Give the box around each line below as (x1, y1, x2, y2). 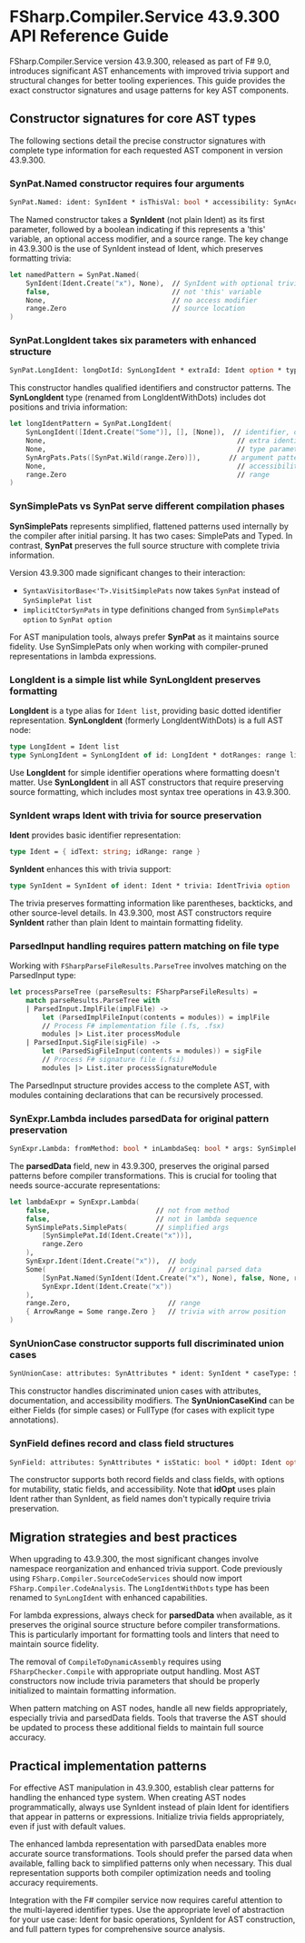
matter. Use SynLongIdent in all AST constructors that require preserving (9, 777, 284, 788)
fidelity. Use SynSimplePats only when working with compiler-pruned (9, 640, 269, 651)
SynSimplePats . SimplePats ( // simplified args (25, 1223, 230, 1232)
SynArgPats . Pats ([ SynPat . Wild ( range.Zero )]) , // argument (25, 452, 274, 462)
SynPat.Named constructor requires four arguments (9, 177, 245, 190)
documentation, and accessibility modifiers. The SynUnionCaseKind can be (9, 1395, 295, 1406)
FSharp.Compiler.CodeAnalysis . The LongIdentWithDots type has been (9, 1582, 270, 1593)
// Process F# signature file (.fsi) (42, 1056, 184, 1065)
